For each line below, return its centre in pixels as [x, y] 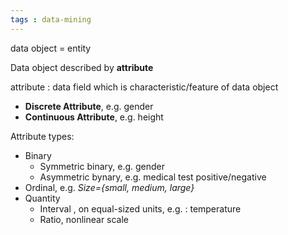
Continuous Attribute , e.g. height [94, 117]
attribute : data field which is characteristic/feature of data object [144, 87]
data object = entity [51, 48]
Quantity [42, 198]
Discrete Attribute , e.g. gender [89, 106]
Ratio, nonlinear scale [84, 219]
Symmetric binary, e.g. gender [102, 166]
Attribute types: [42, 136]
